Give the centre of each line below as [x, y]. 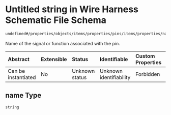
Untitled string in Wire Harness [72, 9]
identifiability [115, 77]
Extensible [54, 59]
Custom [145, 56]
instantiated [22, 77]
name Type [23, 95]
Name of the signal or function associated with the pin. [63, 43]
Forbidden [148, 74]
